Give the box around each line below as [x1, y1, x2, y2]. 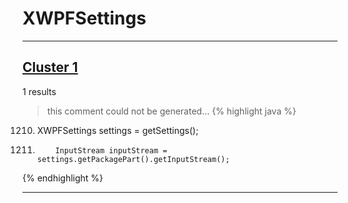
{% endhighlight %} [22, 172, 104, 184]
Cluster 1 [22, 59, 79, 76]
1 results [22, 85, 57, 97]
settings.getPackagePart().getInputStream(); [36, 154, 230, 164]
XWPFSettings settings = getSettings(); [36, 124, 199, 136]
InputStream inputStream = [55, 145, 168, 156]
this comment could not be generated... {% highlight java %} [46, 105, 297, 117]
